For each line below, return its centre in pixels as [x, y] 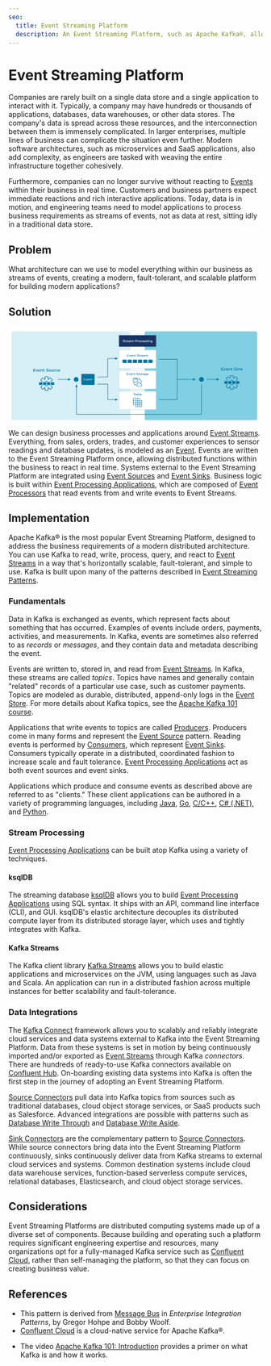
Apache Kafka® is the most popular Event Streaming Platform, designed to [132, 537]
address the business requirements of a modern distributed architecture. [129, 546]
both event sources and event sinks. [69, 770]
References [38, 1294]
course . [21, 712]
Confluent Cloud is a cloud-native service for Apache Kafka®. [123, 1330]
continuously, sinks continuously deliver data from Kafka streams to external [135, 1155]
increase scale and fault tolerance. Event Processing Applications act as [128, 762]
